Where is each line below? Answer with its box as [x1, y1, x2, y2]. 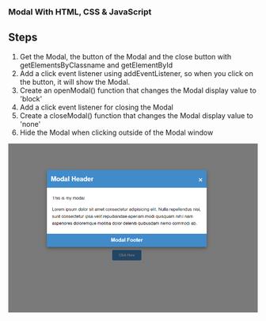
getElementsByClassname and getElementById [19, 60, 173, 70]
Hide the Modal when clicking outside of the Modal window [19, 128, 214, 137]
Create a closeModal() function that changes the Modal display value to [19, 110, 253, 120]
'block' [19, 94, 43, 103]
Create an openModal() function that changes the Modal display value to [19, 86, 257, 95]
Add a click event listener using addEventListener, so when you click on [19, 68, 253, 78]
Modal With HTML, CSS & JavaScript [8, 6, 152, 17]
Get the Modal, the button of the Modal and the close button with [19, 52, 232, 61]
